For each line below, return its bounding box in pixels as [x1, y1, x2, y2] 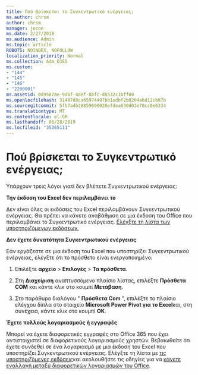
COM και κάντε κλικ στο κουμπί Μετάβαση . [14, 283, 124, 290]
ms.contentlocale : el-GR [6, 114, 68, 119]
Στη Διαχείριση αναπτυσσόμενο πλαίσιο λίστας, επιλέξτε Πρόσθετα [14, 277, 186, 284]
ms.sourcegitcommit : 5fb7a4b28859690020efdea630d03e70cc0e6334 [6, 102, 166, 109]
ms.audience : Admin [6, 36, 55, 42]
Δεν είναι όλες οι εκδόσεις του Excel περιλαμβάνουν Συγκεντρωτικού [6, 206, 180, 213]
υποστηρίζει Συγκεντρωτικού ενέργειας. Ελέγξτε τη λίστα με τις [6, 349, 166, 357]
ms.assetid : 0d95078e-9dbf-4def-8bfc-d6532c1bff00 [6, 92, 134, 97]
